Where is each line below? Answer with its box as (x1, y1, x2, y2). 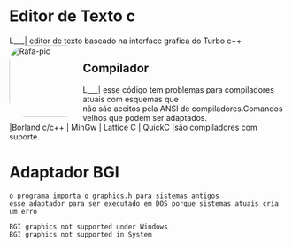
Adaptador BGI (9, 162, 119, 182)
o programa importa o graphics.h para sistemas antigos (9, 192, 219, 200)
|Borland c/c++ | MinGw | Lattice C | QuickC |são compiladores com (9, 122, 258, 132)
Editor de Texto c (9, 6, 135, 26)
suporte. (9, 131, 40, 142)
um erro (9, 207, 38, 215)
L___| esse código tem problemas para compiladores (82, 84, 274, 94)
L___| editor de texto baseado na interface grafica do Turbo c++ (9, 35, 242, 46)
